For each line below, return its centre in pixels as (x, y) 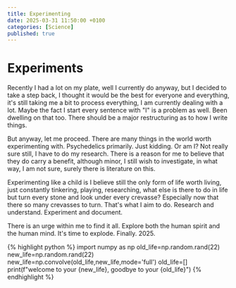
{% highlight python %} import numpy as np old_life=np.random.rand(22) (114, 247)
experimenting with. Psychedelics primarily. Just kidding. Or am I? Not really (118, 146)
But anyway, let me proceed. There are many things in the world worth (109, 139)
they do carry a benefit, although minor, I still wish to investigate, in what (113, 161)
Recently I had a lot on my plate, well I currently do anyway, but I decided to (117, 88)
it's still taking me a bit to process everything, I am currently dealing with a (115, 103)
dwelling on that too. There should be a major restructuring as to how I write (117, 118)
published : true (31, 33)
